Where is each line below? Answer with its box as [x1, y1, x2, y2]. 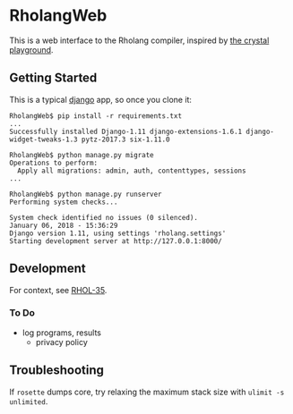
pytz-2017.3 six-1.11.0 [81, 135, 170, 144]
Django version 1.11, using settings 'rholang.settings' [9, 229, 227, 238]
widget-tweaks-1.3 [9, 135, 78, 144]
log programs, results [22, 327, 101, 338]
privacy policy [35, 336, 88, 347]
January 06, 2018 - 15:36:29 [9, 221, 118, 230]
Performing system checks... [9, 198, 118, 207]
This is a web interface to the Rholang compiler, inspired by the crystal [9, 35, 270, 46]
